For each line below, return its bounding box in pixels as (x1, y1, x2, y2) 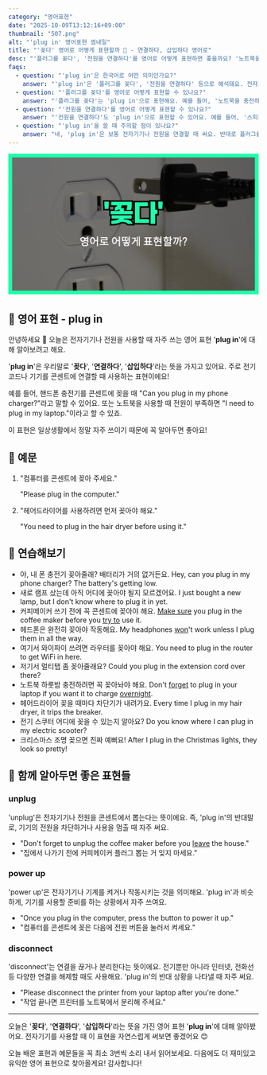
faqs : (8, 64, 26, 72)
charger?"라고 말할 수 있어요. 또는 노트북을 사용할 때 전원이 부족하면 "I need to (8, 399, 254, 408)
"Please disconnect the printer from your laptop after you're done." (19, 987, 239, 998)
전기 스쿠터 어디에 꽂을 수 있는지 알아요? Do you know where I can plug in (19, 716, 253, 726)
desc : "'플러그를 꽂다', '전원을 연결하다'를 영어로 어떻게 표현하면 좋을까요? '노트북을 (8, 55, 261, 63)
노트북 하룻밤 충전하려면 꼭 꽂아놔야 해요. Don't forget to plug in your (19, 680, 238, 689)
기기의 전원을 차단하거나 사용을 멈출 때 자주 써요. (18, 822, 169, 832)
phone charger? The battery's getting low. (19, 578, 157, 588)
